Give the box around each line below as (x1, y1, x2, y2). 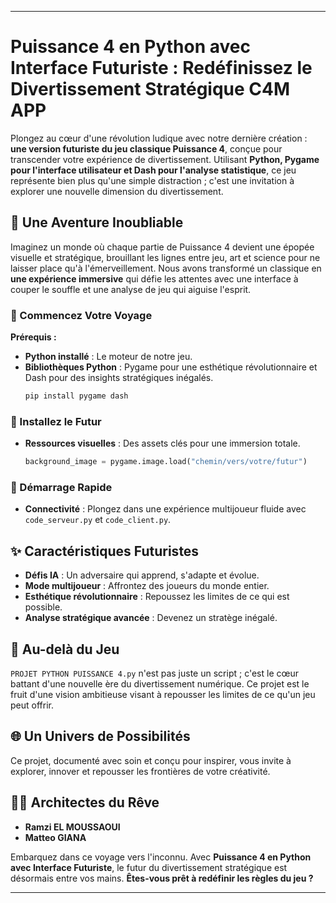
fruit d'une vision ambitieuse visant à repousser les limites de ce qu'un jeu (10, 689, 316, 701)
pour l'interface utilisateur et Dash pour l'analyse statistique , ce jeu (10, 164, 297, 176)
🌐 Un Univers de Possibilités (10, 728, 191, 745)
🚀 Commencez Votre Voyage (10, 308, 153, 322)
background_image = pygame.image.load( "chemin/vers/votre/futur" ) (24, 457, 308, 467)
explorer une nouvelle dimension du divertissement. (10, 185, 224, 197)
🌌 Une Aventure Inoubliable (10, 214, 184, 231)
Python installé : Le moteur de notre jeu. (24, 351, 193, 363)
